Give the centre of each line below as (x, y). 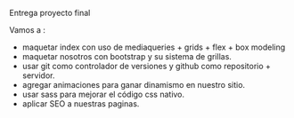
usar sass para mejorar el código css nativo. (103, 94)
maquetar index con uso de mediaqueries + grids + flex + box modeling (154, 47)
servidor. (38, 75)
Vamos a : (28, 30)
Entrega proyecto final (50, 13)
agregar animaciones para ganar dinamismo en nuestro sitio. (134, 85)
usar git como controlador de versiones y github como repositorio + (147, 66)
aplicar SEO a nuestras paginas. (81, 104)
